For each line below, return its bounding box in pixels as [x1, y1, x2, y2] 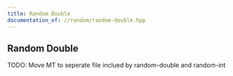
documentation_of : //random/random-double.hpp [7, 17, 146, 24]
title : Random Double [7, 10, 71, 17]
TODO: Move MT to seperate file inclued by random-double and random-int [7, 61, 226, 70]
